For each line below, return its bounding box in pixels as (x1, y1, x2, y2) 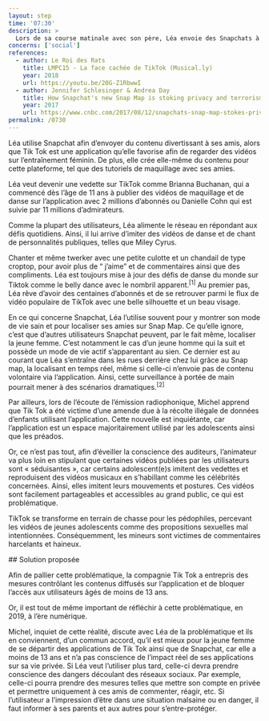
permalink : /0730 (8, 116, 66, 124)
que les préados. (8, 431, 64, 441)
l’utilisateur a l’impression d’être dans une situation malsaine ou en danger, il (8, 695, 259, 705)
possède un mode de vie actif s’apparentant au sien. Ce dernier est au (8, 346, 240, 356)
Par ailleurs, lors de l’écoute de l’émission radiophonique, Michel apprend (8, 398, 250, 407)
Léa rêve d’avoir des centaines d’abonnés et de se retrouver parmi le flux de (8, 288, 259, 298)
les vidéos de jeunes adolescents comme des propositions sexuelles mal (8, 522, 248, 532)
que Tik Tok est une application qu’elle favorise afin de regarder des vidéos (8, 146, 257, 156)
